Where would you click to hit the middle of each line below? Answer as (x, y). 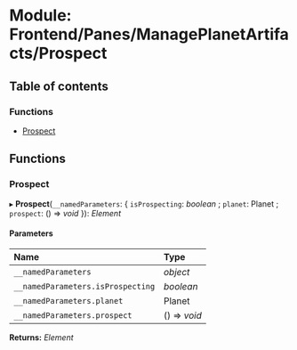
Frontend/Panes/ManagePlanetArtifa (149, 34)
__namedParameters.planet (68, 301)
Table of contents (59, 86)
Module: (40, 16)
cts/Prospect (58, 53)
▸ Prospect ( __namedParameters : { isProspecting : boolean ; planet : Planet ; (144, 203)
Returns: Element (41, 337)
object (177, 272)
